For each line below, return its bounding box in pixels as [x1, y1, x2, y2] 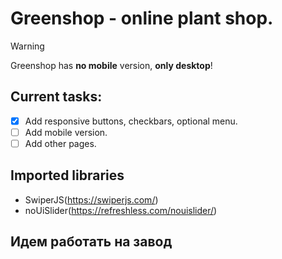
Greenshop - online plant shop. [10, 7, 274, 30]
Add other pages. [24, 137, 97, 149]
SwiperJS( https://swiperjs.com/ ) [24, 193, 159, 206]
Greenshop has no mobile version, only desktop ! [10, 59, 213, 71]
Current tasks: [10, 88, 103, 106]
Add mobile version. [24, 126, 108, 138]
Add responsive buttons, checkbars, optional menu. [24, 115, 238, 127]
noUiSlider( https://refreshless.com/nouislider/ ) [24, 204, 218, 216]
